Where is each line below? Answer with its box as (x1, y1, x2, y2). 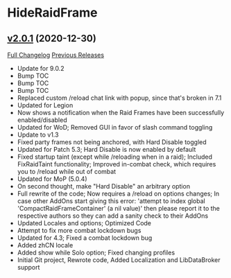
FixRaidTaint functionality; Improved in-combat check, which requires (17, 160, 216, 168)
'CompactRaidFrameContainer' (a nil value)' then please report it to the (17, 205, 221, 212)
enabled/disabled (17, 116, 67, 124)
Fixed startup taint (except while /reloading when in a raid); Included (17, 153, 213, 161)
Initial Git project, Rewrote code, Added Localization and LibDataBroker (17, 256, 221, 264)
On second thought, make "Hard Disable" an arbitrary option (17, 182, 191, 190)
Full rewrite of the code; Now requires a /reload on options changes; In (17, 189, 220, 198)
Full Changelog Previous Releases (7, 51, 105, 59)
